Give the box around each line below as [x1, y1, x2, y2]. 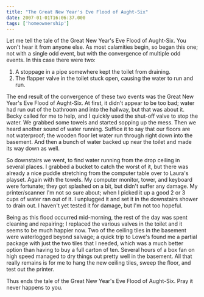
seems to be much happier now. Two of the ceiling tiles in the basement [6, 227, 187, 234]
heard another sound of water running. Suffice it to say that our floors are [6, 126, 191, 133]
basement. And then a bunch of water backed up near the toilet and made [6, 138, 192, 146]
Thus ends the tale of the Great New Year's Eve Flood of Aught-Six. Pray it [6, 277, 193, 285]
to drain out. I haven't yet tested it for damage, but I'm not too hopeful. [6, 202, 183, 209]
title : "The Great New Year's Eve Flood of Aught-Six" [6, 9, 149, 15]
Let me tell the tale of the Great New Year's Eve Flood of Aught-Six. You [6, 37, 187, 45]
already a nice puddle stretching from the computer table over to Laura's [6, 170, 189, 177]
